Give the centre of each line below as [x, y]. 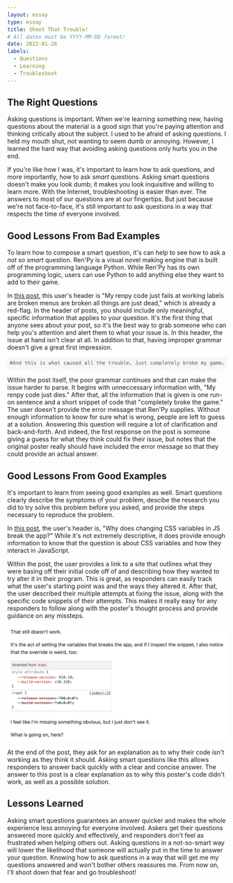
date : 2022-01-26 [32, 44]
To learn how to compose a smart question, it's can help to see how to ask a [116, 253]
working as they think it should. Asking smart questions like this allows [108, 759]
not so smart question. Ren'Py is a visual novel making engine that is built [112, 260]
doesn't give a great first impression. [60, 347]
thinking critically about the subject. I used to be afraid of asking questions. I [117, 134]
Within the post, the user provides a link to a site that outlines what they [110, 564]
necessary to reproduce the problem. [61, 515]
